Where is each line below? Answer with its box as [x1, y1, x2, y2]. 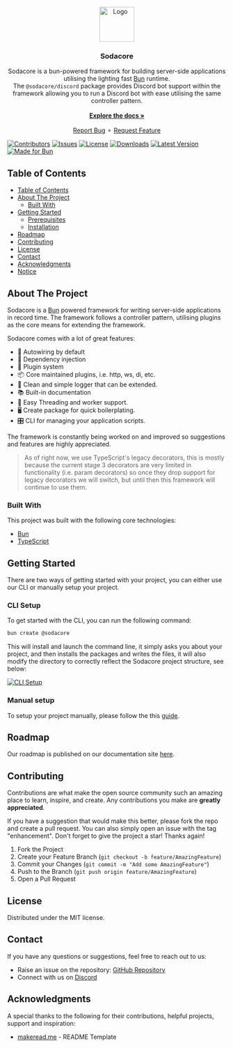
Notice [17, 267, 37, 276]
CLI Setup [7, 600, 41, 610]
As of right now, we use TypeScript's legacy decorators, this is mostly [24, 453, 225, 462]
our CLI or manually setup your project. [7, 584, 120, 592]
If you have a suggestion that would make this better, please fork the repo [7, 817, 218, 825]
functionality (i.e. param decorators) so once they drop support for [24, 468, 216, 476]
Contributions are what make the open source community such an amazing [7, 789, 223, 797]
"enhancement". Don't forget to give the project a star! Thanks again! [7, 831, 205, 840]
